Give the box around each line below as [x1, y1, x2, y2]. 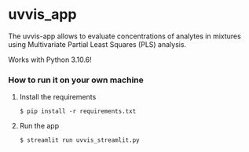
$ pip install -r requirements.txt [19, 107, 137, 115]
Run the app [19, 121, 60, 131]
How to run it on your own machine [8, 74, 144, 85]
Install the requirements [19, 92, 97, 102]
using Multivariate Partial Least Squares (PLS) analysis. [8, 39, 187, 49]
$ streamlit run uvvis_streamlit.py [19, 136, 140, 144]
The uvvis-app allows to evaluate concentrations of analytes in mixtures [8, 31, 241, 41]
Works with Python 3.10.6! [8, 55, 92, 64]
